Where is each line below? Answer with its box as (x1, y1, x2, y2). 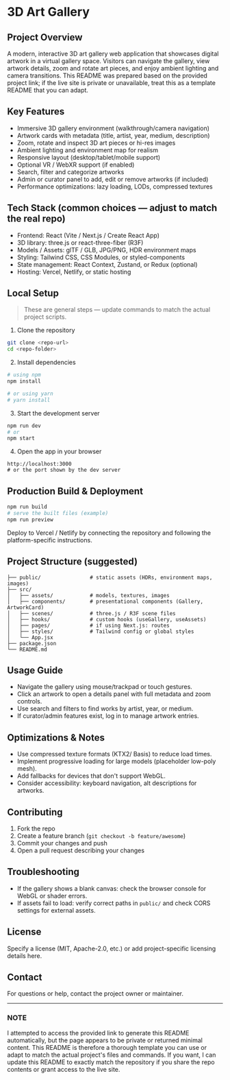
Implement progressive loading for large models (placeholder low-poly (16, 757, 216, 765)
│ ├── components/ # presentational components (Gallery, (7, 598, 204, 605)
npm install (7, 378, 41, 385)
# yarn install (7, 396, 51, 403)
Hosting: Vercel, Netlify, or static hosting (16, 267, 131, 276)
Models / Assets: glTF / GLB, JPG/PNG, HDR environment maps (16, 245, 196, 254)
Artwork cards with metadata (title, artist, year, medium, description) (16, 131, 210, 139)
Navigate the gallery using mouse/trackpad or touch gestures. (16, 683, 193, 691)
